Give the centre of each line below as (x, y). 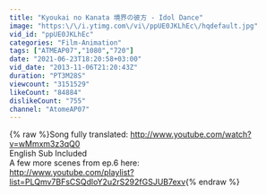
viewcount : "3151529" (50, 84)
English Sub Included (48, 154)
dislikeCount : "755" (48, 101)
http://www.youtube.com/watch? (191, 134)
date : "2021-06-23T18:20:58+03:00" (76, 59)
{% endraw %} (212, 182)
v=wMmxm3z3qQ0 (45, 144)
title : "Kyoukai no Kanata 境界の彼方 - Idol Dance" (106, 17)
